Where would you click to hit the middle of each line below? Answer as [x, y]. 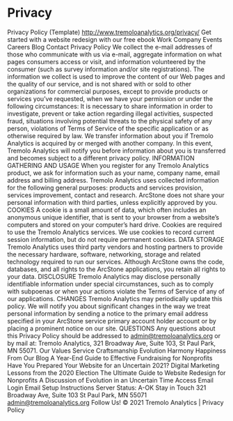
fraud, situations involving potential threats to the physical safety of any [110, 121]
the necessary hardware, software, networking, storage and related [104, 254]
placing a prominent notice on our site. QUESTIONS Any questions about [111, 328]
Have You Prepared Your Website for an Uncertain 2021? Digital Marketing [113, 365]
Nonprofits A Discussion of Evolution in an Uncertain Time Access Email [111, 380]
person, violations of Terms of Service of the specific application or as [108, 128]
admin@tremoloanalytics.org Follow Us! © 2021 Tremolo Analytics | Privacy [115, 402]
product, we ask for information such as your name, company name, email [114, 173]
